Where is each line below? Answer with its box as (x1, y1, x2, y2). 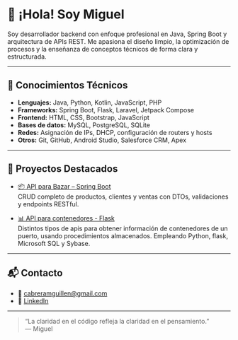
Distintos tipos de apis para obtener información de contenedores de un (17, 224, 228, 233)
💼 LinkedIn (17, 297, 49, 305)
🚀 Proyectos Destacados (7, 163, 118, 175)
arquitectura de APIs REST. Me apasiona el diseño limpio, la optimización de (7, 37, 229, 45)
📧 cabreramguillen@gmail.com (17, 289, 108, 298)
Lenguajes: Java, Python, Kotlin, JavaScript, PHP (17, 98, 162, 107)
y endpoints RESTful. (17, 199, 79, 208)
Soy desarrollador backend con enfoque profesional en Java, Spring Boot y (7, 30, 227, 38)
